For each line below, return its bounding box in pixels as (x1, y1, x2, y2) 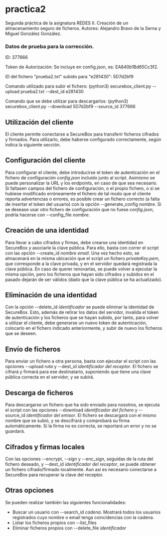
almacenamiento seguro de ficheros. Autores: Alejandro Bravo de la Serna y (5, 25, 161, 31)
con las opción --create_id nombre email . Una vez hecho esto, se (5, 250, 140, 256)
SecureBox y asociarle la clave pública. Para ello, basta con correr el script (5, 245, 159, 251)
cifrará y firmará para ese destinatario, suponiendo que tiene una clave (5, 369, 151, 375)
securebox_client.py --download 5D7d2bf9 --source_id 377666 (5, 104, 136, 110)
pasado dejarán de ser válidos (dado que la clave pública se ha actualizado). (5, 276, 163, 282)
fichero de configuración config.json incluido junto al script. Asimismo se (5, 174, 156, 180)
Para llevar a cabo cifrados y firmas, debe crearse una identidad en (5, 239, 144, 245)
